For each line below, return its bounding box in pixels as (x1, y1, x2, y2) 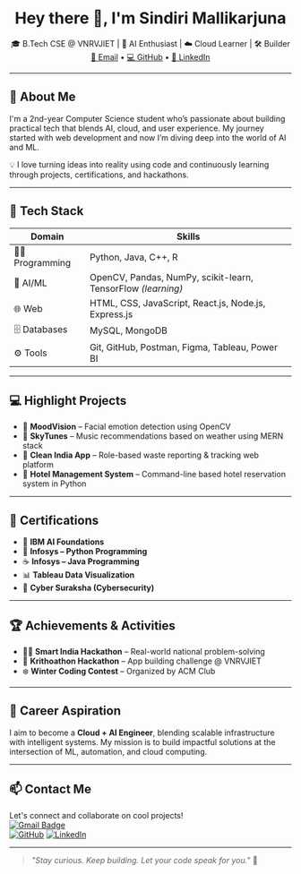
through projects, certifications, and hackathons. (9, 169, 190, 180)
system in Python (21, 478, 87, 489)
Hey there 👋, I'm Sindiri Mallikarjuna (14, 8, 287, 29)
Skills (176, 230, 201, 243)
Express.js (89, 308, 133, 321)
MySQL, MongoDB (89, 324, 168, 337)
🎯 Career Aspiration (9, 703, 121, 719)
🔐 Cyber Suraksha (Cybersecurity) (21, 582, 155, 594)
